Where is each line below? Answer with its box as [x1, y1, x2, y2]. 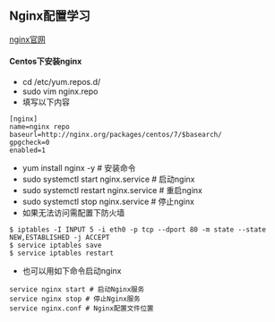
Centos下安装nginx [9, 56, 82, 67]
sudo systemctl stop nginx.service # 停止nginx [21, 196, 195, 208]
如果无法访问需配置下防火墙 [21, 208, 125, 218]
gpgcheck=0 [9, 138, 50, 148]
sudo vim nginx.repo [21, 86, 99, 97]
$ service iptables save [9, 241, 102, 250]
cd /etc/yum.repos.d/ [21, 77, 101, 88]
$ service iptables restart [9, 249, 115, 258]
